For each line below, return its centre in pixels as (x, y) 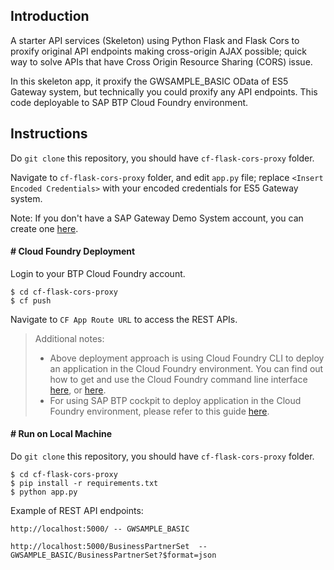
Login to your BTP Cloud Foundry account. (98, 273)
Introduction (50, 16)
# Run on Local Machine (61, 434)
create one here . (44, 228)
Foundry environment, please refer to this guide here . (159, 411)
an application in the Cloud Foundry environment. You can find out (186, 368)
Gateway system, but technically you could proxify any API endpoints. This (164, 91)
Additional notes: (69, 338)
